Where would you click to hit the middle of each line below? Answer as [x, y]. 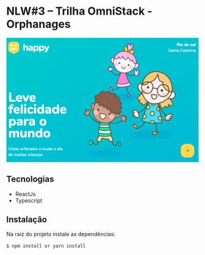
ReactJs [25, 194]
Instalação [27, 219]
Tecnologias [30, 179]
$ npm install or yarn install [46, 246]
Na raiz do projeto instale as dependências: [61, 234]
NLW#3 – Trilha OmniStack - [79, 11]
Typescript [29, 200]
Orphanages [39, 24]
